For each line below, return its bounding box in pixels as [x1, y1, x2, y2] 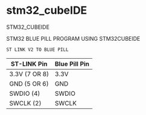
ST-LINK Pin [11, 59, 48, 68]
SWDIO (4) [9, 89, 40, 98]
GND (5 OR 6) [9, 79, 49, 87]
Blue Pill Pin [54, 59, 89, 68]
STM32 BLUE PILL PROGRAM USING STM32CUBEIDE [6, 35, 141, 42]
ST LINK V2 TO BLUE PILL [6, 46, 69, 53]
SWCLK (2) [9, 99, 42, 107]
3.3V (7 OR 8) [9, 69, 49, 78]
